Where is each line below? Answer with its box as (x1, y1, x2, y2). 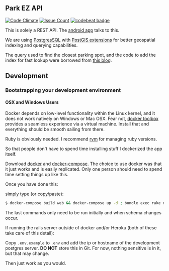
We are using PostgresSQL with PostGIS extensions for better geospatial (5, 37, 156, 43)
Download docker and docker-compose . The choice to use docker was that (5, 161, 162, 167)
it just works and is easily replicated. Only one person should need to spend (5, 166, 162, 172)
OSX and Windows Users (5, 99, 59, 105)
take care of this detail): (5, 230, 54, 236)
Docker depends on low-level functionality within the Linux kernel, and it (5, 110, 155, 116)
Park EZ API (5, 4, 43, 13)
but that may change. (5, 250, 49, 256)
